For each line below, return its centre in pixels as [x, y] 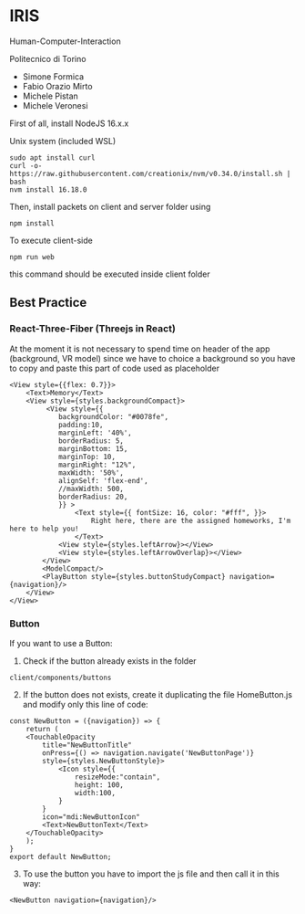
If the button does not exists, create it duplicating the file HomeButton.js [158, 694]
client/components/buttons [61, 678]
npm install [32, 223]
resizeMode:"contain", [117, 777]
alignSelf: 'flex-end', [103, 480]
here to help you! [44, 529]
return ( [42, 729]
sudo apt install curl [52, 158]
